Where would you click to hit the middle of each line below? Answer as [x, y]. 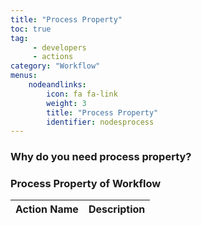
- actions [53, 57]
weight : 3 [66, 103]
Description [117, 209]
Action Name [47, 209]
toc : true [31, 29]
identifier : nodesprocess [100, 122]
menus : [24, 76]
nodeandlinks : [57, 85]
